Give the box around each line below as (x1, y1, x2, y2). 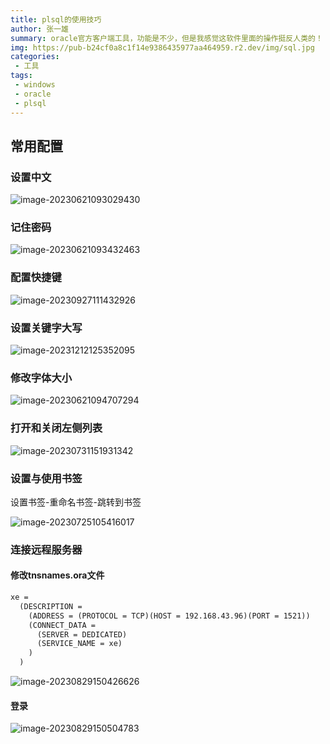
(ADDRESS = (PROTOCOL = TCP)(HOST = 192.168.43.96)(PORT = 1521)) (28, 611, 311, 621)
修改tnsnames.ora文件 (10, 569, 105, 581)
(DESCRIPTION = (19, 601, 83, 611)
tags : (10, 71, 33, 81)
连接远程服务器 (10, 542, 83, 556)
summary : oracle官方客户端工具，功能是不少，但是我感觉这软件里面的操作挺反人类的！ (10, 33, 323, 43)
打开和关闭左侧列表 (10, 421, 103, 435)
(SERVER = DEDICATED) (36, 629, 128, 640)
